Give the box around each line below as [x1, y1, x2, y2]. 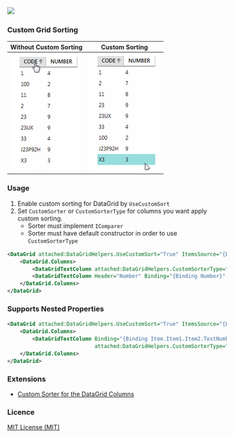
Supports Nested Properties [7, 304, 104, 314]
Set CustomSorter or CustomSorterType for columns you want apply [17, 206, 208, 215]
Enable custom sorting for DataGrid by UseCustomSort [17, 199, 170, 208]
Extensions [7, 374, 47, 384]
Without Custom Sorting [10, 43, 83, 51]
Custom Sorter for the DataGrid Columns [17, 390, 134, 398]
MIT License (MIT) [7, 423, 61, 432]
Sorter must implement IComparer [27, 221, 124, 229]
